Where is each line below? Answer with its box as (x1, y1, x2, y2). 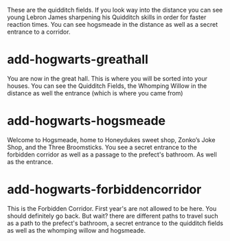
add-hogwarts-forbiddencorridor (7, 182, 202, 198)
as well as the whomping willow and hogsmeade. (7, 226, 146, 234)
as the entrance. (7, 157, 54, 165)
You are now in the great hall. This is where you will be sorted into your (7, 74, 208, 82)
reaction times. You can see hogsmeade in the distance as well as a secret (7, 21, 218, 28)
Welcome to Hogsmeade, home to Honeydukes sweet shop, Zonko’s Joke (7, 135, 216, 144)
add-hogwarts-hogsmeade (7, 113, 166, 129)
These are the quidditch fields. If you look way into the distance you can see (7, 6, 223, 14)
